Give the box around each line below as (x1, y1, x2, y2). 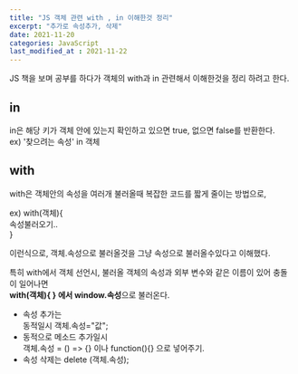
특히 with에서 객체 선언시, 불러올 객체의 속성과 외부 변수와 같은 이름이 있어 (9, 266, 272, 277)
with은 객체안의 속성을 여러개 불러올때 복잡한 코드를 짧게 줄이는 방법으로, (9, 187, 267, 199)
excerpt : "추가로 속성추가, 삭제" (9, 22, 122, 31)
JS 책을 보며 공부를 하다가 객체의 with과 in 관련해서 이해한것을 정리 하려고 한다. (9, 73, 290, 84)
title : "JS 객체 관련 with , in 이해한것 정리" (9, 13, 174, 23)
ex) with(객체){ (9, 207, 63, 218)
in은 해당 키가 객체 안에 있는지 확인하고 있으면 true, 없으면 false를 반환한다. (9, 124, 275, 136)
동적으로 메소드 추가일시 (22, 331, 109, 342)
